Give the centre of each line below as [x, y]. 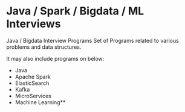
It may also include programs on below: [55, 58]
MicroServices [33, 96]
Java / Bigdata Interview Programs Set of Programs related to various [93, 40]
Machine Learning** [40, 102]
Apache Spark [33, 76]
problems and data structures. [44, 47]
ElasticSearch [32, 83]
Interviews [34, 24]
